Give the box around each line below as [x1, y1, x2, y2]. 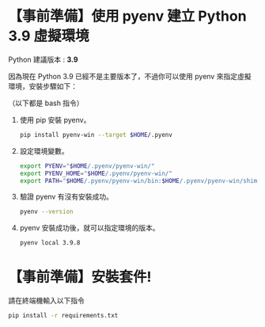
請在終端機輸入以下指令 [8, 296, 85, 306]
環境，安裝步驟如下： [8, 81, 78, 91]
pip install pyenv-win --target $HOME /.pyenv [19, 131, 172, 139]
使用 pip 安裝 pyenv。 [19, 115, 91, 124]
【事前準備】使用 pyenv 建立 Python [8, 7, 247, 25]
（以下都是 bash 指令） [8, 98, 85, 108]
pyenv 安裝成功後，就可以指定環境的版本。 [19, 223, 160, 233]
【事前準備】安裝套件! [8, 268, 152, 286]
